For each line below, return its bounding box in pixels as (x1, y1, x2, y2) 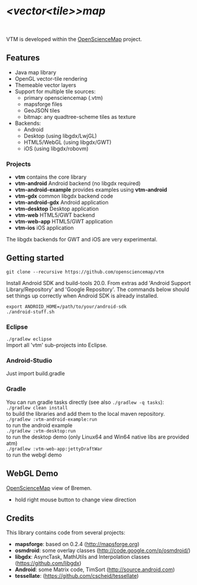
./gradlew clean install (6, 405, 68, 411)
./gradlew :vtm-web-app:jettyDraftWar (6, 446, 103, 452)
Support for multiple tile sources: (14, 88, 96, 95)
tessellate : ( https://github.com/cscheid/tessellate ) (14, 572, 139, 580)
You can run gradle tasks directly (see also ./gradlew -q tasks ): (6, 399, 164, 406)
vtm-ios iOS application (14, 224, 74, 231)
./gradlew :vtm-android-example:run (6, 416, 97, 422)
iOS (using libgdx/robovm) (23, 145, 89, 152)
